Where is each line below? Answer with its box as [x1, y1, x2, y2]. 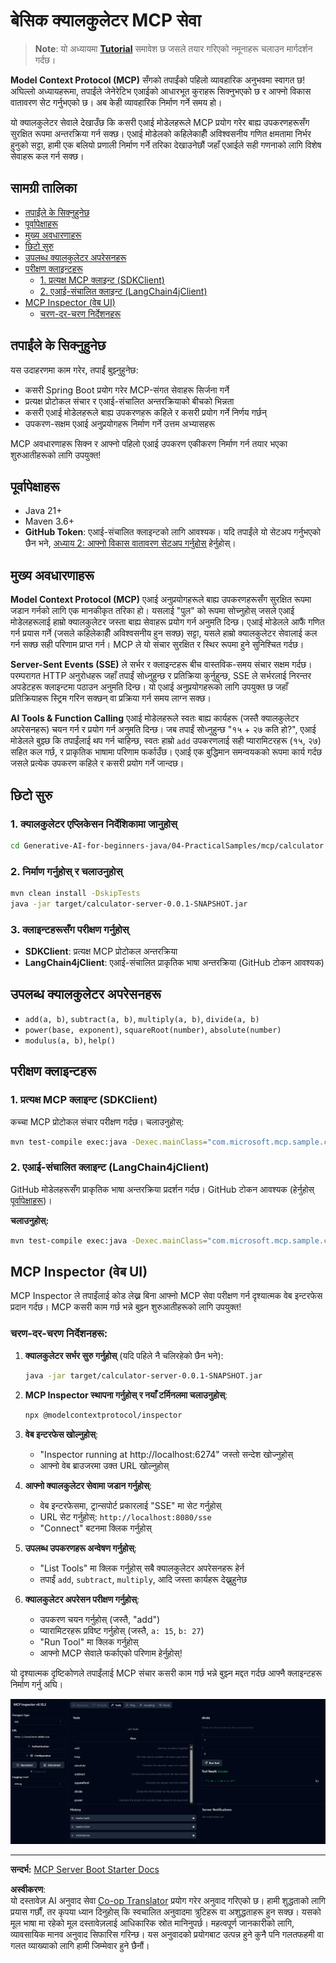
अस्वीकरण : [10, 1884, 47, 1896]
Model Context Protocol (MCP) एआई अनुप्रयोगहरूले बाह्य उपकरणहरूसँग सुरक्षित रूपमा [10, 594, 312, 606]
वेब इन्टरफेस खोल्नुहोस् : [24, 1428, 99, 1440]
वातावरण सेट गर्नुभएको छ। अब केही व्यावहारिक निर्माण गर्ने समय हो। [10, 96, 223, 108]
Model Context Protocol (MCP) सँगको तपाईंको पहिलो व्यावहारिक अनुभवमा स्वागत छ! [10, 74, 306, 86]
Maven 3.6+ [24, 515, 75, 528]
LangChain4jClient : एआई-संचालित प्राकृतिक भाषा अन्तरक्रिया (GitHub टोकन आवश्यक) [24, 957, 325, 969]
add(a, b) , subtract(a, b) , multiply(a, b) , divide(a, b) [24, 1012, 260, 1024]
